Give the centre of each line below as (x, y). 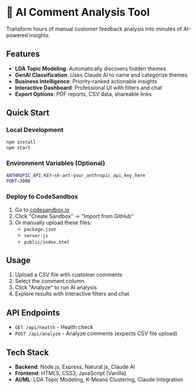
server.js (36, 236)
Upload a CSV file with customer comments (68, 275)
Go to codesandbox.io (42, 210)
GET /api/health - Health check (54, 327)
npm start (19, 148)
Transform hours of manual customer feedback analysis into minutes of (94, 29)
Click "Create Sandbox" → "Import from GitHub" (74, 216)
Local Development (35, 130)
